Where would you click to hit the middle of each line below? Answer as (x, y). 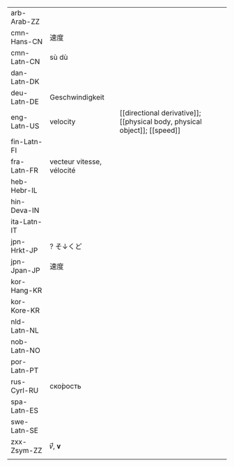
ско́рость (65, 386)
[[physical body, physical (161, 121)
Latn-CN (25, 62)
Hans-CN (27, 41)
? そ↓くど (66, 246)
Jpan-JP (25, 270)
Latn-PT (25, 370)
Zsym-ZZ (27, 450)
